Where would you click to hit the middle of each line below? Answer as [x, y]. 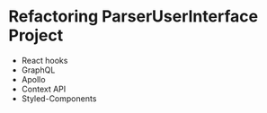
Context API [44, 89]
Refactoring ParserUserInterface [133, 17]
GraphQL [38, 70]
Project [36, 35]
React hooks [44, 60]
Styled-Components [59, 98]
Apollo [33, 79]
